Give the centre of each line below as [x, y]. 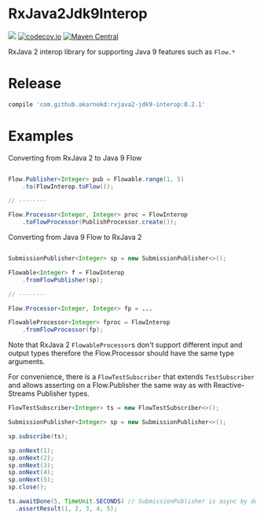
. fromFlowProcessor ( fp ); [63, 330]
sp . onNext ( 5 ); [31, 480]
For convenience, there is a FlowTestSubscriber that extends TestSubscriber [132, 377]
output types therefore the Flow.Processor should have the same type [121, 353]
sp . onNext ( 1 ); [31, 450]
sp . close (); [27, 487]
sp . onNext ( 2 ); [31, 458]
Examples [41, 136]
